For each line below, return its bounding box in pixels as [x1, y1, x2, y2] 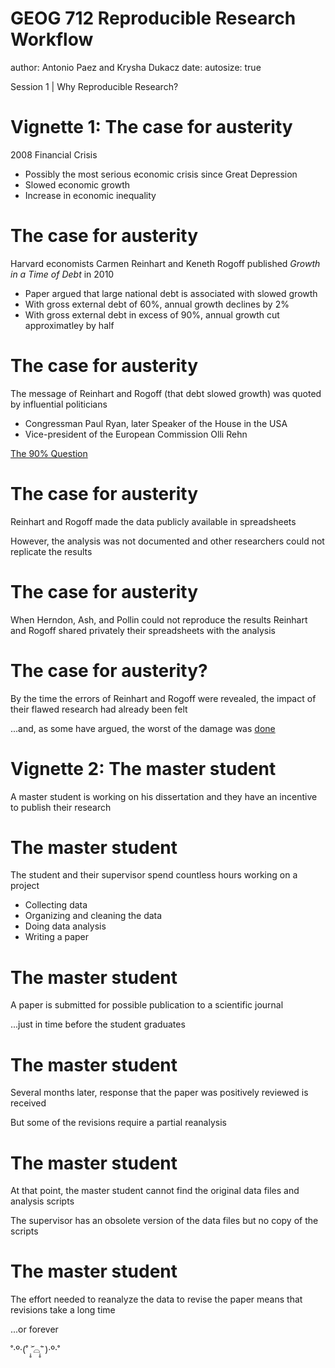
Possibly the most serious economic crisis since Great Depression [24, 168, 298, 180]
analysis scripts [10, 1195, 75, 1207]
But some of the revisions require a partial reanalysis [10, 1117, 227, 1129]
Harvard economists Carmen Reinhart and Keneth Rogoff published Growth [10, 257, 321, 269]
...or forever [10, 1323, 59, 1336]
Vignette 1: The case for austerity [10, 116, 293, 139]
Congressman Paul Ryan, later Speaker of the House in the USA [24, 417, 288, 429]
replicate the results [10, 545, 93, 557]
